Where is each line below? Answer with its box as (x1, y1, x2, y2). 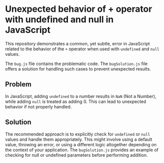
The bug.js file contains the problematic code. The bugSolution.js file (5, 61, 148, 66)
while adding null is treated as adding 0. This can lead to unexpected (5, 98, 146, 104)
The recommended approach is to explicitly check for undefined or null (5, 131, 150, 137)
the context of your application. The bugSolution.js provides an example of (5, 147, 159, 153)
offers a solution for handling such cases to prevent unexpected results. (5, 65, 151, 72)
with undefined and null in (5, 14, 114, 25)
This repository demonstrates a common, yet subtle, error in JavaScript (5, 40, 150, 46)
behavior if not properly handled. (5, 103, 72, 109)
